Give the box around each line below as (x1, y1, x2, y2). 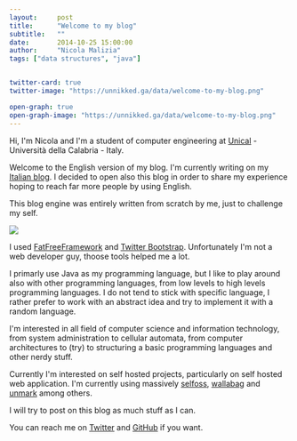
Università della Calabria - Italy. (9, 144, 124, 156)
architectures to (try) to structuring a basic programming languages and (9, 341, 273, 352)
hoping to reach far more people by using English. (9, 180, 193, 191)
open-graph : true (9, 102, 74, 111)
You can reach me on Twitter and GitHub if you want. (9, 421, 204, 432)
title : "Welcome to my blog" (9, 21, 138, 30)
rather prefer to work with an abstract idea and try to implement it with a (9, 296, 274, 307)
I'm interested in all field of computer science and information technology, (9, 323, 280, 333)
